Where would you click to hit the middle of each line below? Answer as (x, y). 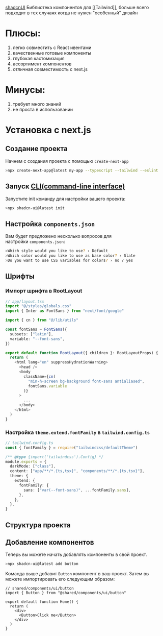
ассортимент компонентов (42, 64)
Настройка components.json (50, 224)
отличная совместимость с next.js (50, 69)
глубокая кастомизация (38, 58)
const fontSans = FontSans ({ (36, 329)
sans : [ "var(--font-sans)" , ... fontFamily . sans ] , (77, 490)
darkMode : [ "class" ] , (33, 467)
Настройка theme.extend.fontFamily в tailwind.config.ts (78, 432)
